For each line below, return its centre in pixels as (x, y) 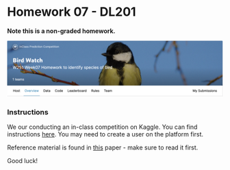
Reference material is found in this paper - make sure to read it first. (103, 147)
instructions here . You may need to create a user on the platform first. (105, 134)
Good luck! (23, 161)
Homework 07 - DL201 (72, 12)
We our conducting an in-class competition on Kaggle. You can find (102, 127)
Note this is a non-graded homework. (61, 31)
